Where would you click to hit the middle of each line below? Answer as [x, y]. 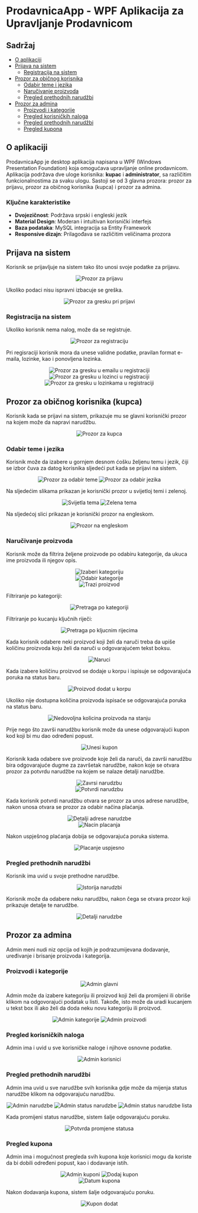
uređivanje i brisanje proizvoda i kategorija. [59, 956]
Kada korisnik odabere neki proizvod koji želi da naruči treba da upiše [91, 642]
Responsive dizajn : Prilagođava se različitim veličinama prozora [93, 234]
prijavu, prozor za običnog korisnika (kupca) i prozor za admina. [84, 187]
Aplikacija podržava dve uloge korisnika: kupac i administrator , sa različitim [99, 174]
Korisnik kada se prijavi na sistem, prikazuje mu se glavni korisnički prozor [96, 416]
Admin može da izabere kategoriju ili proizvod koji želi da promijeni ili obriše [98, 996]
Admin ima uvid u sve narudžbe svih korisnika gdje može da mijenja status [97, 1087]
